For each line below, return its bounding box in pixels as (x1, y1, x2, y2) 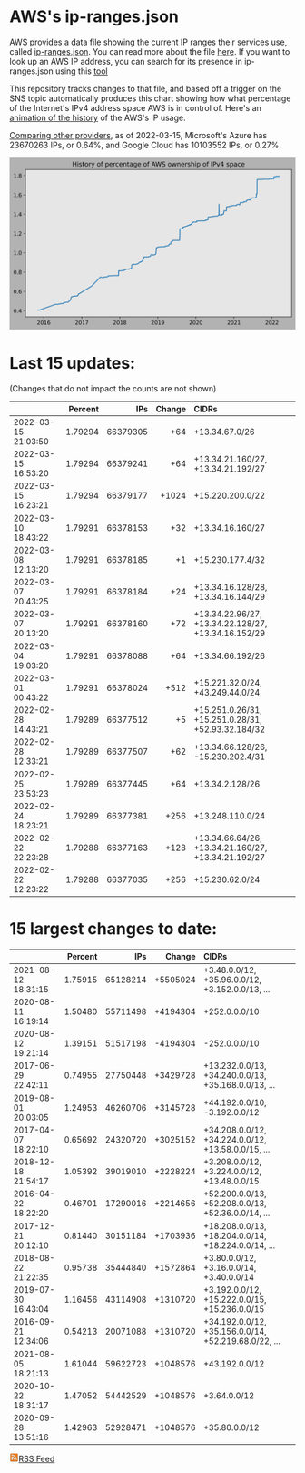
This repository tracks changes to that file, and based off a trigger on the (9, 83, 282, 94)
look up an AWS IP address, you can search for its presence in (9, 56, 242, 66)
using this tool (54, 66, 109, 76)
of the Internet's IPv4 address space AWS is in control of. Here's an (9, 102, 261, 113)
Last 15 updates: (9, 353, 136, 374)
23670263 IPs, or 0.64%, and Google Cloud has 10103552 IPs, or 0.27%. (9, 139, 281, 150)
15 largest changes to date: (9, 919, 218, 940)
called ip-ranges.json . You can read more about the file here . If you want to (9, 46, 290, 56)
